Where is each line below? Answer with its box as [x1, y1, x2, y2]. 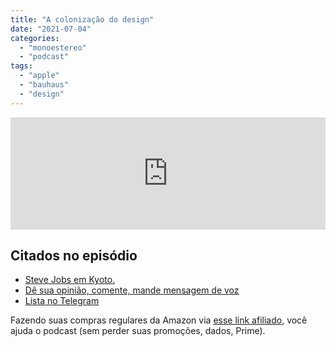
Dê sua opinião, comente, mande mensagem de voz [24, 284, 240, 296]
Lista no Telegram [24, 295, 100, 307]
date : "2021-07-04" [10, 24, 92, 34]
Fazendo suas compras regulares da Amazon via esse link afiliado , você [10, 314, 308, 326]
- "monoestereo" [19, 42, 87, 53]
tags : [10, 61, 33, 71]
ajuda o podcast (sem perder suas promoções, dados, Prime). [10, 325, 266, 337]
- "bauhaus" [19, 80, 70, 90]
